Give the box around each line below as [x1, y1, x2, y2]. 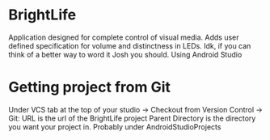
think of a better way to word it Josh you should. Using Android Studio [8, 49, 243, 59]
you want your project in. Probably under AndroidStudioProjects [8, 121, 221, 131]
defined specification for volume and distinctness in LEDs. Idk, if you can [8, 40, 251, 50]
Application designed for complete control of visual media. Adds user [8, 32, 239, 42]
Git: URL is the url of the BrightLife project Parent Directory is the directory [8, 113, 256, 123]
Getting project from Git [8, 78, 171, 96]
